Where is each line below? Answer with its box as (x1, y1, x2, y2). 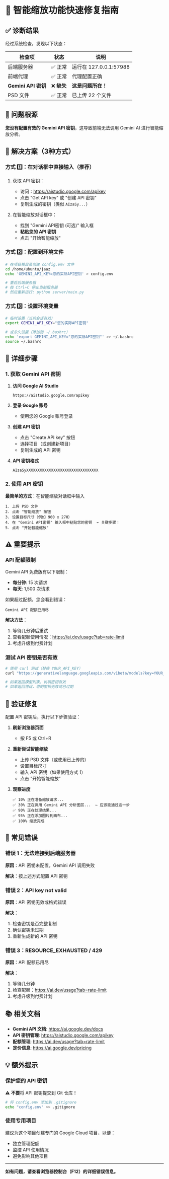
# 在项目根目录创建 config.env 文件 (5, 262, 74, 267)
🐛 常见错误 (5, 834, 38, 842)
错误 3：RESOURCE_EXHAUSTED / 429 (5, 947, 103, 954)
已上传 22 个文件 (72, 92, 112, 99)
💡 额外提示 (5, 1061, 38, 1070)
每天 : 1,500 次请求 (12, 586, 50, 592)
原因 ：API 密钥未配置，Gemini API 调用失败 (5, 862, 95, 868)
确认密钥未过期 (12, 927, 44, 933)
